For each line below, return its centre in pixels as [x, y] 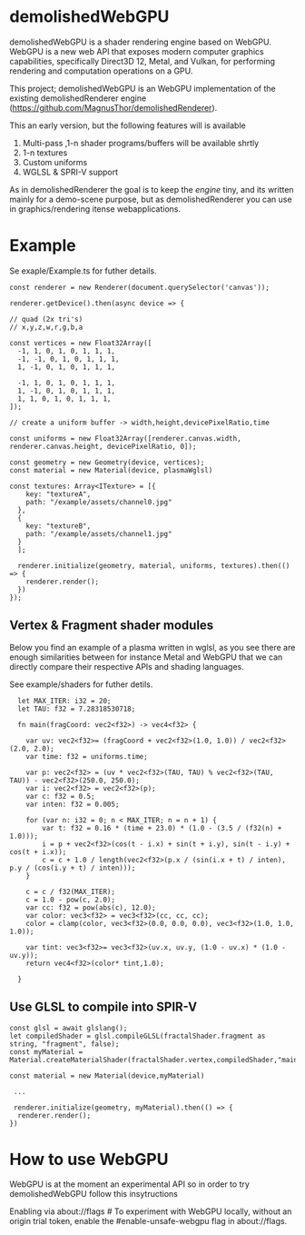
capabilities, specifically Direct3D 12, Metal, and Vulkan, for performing [142, 61]
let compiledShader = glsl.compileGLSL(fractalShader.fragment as [138, 1036]
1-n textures [45, 153]
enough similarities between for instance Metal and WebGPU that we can [146, 657]
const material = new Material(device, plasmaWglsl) [111, 470]
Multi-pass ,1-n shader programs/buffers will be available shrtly [141, 143]
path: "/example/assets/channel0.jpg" [99, 502]
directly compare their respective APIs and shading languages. [127, 666]
